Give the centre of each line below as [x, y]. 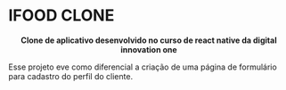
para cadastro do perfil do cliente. [71, 76]
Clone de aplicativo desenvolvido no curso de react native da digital [149, 40]
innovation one [149, 49]
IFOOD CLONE [61, 16]
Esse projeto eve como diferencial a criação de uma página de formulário [143, 67]
